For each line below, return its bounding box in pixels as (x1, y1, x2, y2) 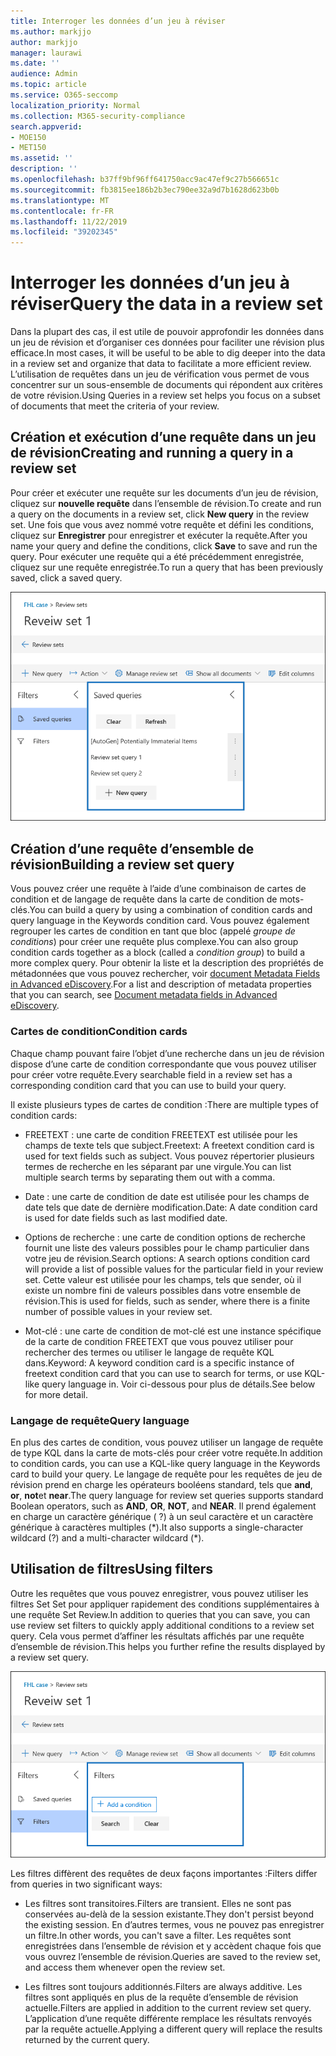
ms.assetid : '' (10, 153, 74, 164)
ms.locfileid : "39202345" (10, 227, 118, 237)
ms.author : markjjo (10, 26, 92, 37)
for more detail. (24, 1388, 89, 1400)
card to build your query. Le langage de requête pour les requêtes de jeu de (10, 1468, 323, 1480)
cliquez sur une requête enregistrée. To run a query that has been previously (10, 561, 324, 573)
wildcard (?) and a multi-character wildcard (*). (10, 1531, 205, 1544)
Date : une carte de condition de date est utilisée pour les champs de (24, 1190, 310, 1202)
